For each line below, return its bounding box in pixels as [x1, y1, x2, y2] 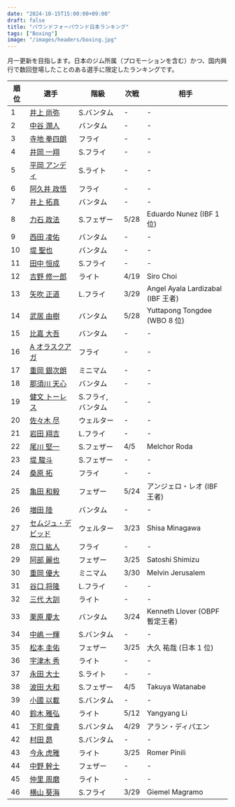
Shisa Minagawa [146, 523, 201, 533]
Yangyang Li [146, 708, 187, 718]
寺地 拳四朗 [29, 134, 67, 144]
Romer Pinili [146, 748, 186, 758]
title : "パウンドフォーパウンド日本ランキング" [7, 23, 129, 30]
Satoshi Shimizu [146, 555, 200, 565]
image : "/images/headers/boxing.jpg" [7, 36, 117, 44]
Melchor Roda [146, 441, 193, 451]
